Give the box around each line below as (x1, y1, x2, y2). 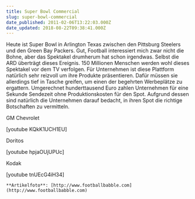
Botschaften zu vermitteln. (6, 103, 70, 110)
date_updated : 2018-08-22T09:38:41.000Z (6, 25, 107, 31)
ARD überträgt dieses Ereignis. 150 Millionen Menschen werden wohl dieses (6, 60, 190, 67)
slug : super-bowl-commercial (6, 14, 77, 20)
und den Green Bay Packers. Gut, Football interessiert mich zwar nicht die (6, 47, 184, 54)
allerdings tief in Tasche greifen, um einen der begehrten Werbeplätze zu (6, 78, 183, 85)
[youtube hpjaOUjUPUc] (6, 149, 64, 156)
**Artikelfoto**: (6, 183, 49, 188)
